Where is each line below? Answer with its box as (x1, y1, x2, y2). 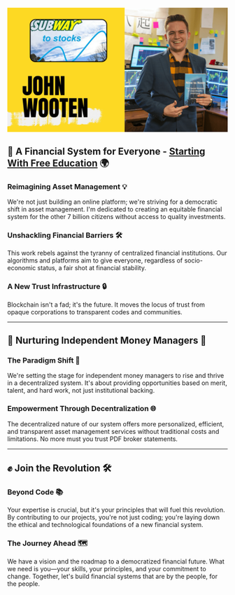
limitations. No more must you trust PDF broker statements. (7, 435, 178, 443)
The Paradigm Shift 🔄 (7, 356, 80, 365)
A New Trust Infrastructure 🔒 (7, 281, 107, 291)
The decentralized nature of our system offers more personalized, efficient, (7, 419, 225, 428)
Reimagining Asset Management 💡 (7, 181, 127, 191)
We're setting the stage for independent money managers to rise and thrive (7, 372, 225, 380)
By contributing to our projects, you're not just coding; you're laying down (7, 513, 220, 521)
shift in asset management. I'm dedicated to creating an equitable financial (7, 205, 222, 213)
